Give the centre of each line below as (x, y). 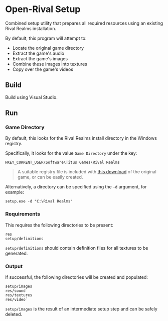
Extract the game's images (40, 58)
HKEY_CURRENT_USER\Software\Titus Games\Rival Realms (63, 163)
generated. (17, 253)
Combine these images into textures (50, 64)
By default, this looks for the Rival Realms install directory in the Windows (81, 138)
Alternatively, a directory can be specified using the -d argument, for (76, 187)
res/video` (17, 300)
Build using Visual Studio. (31, 97)
